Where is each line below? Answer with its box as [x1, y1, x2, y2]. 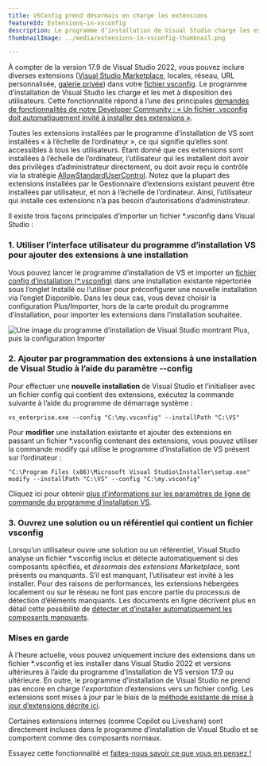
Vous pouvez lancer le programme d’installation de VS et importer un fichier [8, 268, 257, 277]
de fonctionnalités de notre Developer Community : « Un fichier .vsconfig [8, 105, 248, 114]
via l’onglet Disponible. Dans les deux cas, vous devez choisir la [8, 293, 217, 302]
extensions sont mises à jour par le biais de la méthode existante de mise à [8, 692, 253, 702]
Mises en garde [8, 633, 69, 644]
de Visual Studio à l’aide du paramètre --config [8, 363, 193, 374]
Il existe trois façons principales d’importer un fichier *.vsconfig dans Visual [8, 211, 256, 221]
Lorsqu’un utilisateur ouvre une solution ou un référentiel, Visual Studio [8, 545, 241, 555]
